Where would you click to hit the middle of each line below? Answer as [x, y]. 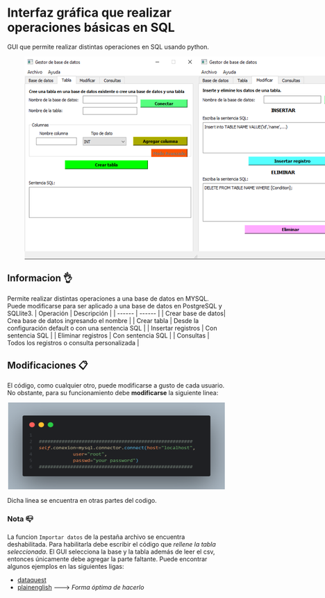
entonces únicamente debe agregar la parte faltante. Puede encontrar [107, 559]
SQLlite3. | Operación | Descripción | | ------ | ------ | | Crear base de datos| [116, 313]
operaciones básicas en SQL [91, 27]
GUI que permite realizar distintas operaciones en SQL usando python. [108, 47]
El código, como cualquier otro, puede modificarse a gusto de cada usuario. [116, 385]
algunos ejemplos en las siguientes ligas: [66, 566]
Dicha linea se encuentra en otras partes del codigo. [82, 501]
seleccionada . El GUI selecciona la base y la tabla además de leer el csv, [111, 551]
